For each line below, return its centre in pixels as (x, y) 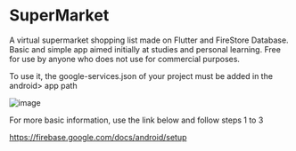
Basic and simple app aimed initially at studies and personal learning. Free (145, 49)
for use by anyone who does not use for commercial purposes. (125, 59)
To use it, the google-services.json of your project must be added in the (141, 75)
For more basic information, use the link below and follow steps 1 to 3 (136, 120)
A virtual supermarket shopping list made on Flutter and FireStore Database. (149, 40)
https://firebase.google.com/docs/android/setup (98, 137)
